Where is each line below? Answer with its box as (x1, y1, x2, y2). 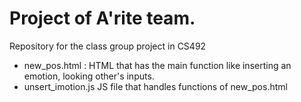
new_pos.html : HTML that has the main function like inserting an (23, 59, 292, 71)
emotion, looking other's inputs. (23, 70, 155, 82)
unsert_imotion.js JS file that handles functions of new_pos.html (23, 80, 288, 92)
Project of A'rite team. (9, 7, 196, 30)
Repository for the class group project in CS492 (9, 40, 207, 52)
